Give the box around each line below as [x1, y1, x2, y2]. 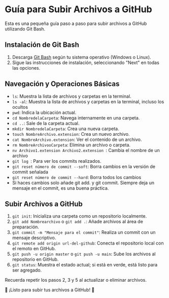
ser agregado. [12, 267, 42, 273]
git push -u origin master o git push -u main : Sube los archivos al [12, 251, 156, 257]
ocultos [12, 104, 29, 110]
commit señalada [12, 169, 48, 175]
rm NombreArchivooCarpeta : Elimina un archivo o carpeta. [12, 141, 131, 148]
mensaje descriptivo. [12, 235, 57, 241]
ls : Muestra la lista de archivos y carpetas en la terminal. [12, 93, 132, 99]
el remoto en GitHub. [12, 246, 56, 252]
